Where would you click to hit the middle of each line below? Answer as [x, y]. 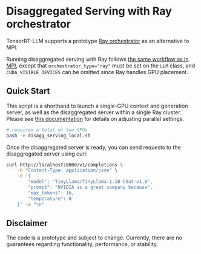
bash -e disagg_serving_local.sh [48, 136]
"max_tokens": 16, [51, 193]
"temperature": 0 [50, 199]
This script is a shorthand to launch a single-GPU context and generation [97, 106]
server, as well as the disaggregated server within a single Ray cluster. [94, 112]
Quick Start [28, 91]
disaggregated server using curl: [47, 154]
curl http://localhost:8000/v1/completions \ [64, 165]
